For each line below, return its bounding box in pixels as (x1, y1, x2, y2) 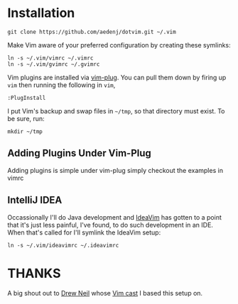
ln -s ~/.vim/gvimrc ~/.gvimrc (7, 60, 100, 68)
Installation (7, 5, 75, 21)
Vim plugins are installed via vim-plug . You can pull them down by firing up (7, 73, 227, 81)
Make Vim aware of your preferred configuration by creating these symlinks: (7, 40, 231, 49)
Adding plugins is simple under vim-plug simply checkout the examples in (7, 166, 224, 174)
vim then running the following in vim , (7, 80, 116, 89)
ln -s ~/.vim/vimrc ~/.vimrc (7, 55, 94, 62)
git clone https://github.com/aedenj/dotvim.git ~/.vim (7, 28, 176, 35)
